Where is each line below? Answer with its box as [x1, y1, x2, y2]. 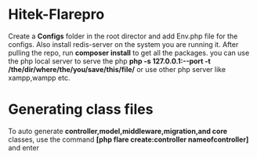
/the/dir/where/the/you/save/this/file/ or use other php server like [8, 64, 226, 74]
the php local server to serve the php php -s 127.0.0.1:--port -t [8, 56, 212, 66]
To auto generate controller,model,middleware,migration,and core [8, 126, 228, 136]
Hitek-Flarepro [8, 5, 105, 23]
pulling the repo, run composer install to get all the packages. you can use [8, 48, 250, 57]
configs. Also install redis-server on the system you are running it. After [8, 39, 239, 49]
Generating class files [8, 100, 154, 118]
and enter [8, 143, 39, 152]
